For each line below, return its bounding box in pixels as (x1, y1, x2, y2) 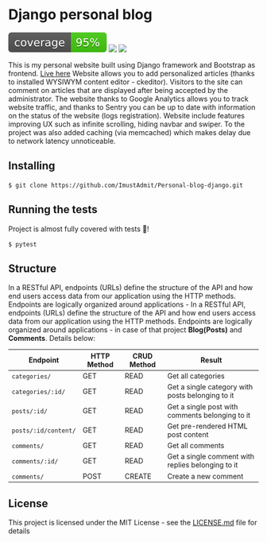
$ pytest (8, 240, 37, 248)
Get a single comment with (167, 451, 255, 462)
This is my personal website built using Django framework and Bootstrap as (8, 60, 256, 69)
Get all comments (167, 441, 225, 451)
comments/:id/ (11, 457, 59, 466)
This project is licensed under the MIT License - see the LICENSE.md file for (8, 517, 257, 527)
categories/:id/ (11, 388, 66, 396)
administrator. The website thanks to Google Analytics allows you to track (8, 94, 249, 103)
